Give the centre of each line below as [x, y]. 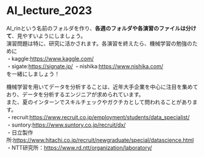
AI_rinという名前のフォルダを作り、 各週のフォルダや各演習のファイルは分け [101, 28]
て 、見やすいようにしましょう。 [46, 36]
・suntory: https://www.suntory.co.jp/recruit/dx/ [66, 125]
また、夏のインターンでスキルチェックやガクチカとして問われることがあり [100, 102]
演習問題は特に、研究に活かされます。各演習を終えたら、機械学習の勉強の [100, 43]
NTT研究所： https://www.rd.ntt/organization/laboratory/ [82, 147]
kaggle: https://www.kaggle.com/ [53, 58]
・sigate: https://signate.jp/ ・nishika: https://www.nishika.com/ [85, 66]
